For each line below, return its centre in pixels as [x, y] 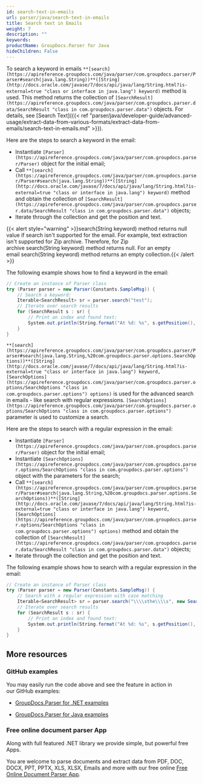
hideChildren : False [32, 51]
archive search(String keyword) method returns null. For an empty [89, 248]
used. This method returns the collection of [60, 97]
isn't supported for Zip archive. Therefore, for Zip [67, 241]
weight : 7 [19, 29]
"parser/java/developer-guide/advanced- [141, 115]
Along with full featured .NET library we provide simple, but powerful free [97, 743]
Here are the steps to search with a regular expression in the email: [90, 429]
